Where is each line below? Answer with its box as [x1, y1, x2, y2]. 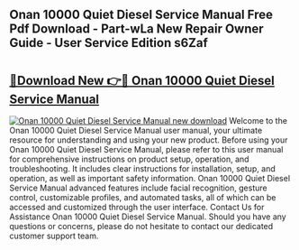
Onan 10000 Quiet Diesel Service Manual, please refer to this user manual [9, 144, 284, 154]
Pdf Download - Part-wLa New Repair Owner [9, 22, 264, 37]
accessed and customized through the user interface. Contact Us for [9, 202, 265, 212]
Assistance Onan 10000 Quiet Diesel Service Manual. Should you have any [9, 211, 286, 222]
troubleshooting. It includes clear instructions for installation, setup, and [9, 163, 276, 174]
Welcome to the [229, 116, 288, 125]
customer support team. [9, 230, 99, 241]
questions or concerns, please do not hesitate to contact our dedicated [9, 221, 274, 231]
